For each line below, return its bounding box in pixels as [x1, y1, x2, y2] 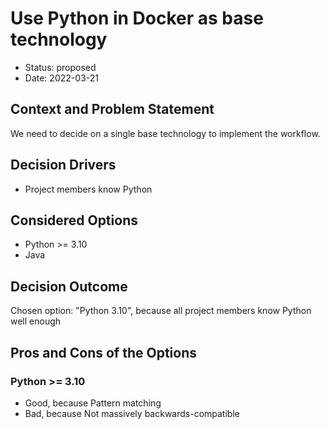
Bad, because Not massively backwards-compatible [24, 407, 240, 419]
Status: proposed [24, 61, 97, 73]
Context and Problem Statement [10, 101, 215, 118]
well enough [10, 315, 62, 327]
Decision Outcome [10, 278, 128, 295]
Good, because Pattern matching [24, 397, 162, 409]
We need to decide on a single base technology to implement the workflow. [10, 127, 321, 139]
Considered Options [10, 212, 138, 229]
